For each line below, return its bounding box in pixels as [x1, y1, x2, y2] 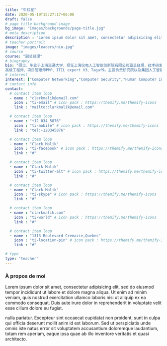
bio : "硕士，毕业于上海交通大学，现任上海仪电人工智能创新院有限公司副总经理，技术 [5, 63, 156, 68]
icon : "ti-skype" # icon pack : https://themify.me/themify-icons [14, 192, 157, 197]
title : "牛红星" [5, 7, 37, 12]
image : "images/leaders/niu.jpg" [5, 44, 75, 49]
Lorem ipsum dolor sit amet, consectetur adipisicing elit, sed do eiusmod [5, 284, 154, 290]
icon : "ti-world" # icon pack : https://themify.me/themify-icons [14, 215, 157, 220]
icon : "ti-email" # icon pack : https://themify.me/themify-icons [14, 100, 157, 105]
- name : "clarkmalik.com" [9, 210, 66, 215]
